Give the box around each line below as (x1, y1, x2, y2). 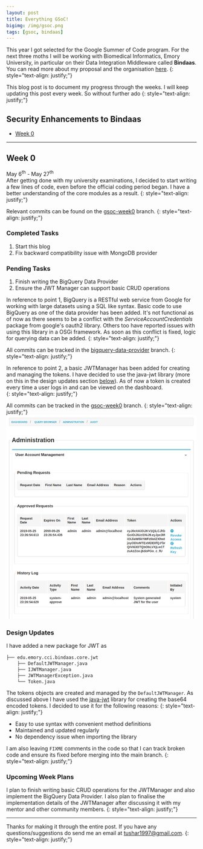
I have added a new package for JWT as (6, 642, 107, 649)
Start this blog (14, 242, 50, 250)
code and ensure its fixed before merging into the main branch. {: (6, 751, 169, 758)
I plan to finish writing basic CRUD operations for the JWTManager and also (6, 786, 195, 794)
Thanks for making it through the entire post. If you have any (6, 823, 157, 830)
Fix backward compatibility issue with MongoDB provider (14, 249, 158, 256)
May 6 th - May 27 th (6, 169, 54, 178)
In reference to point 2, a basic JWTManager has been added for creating (6, 364, 190, 372)
